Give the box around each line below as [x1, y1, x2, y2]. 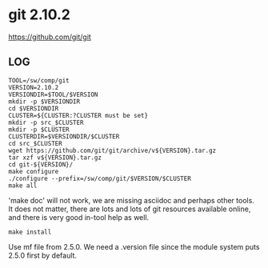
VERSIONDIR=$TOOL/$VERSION [8, 90, 98, 98]
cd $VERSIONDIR [8, 104, 59, 113]
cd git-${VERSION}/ [8, 160, 74, 169]
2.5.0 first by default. [8, 250, 78, 260]
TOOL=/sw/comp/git [8, 76, 70, 85]
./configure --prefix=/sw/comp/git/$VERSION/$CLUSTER [8, 174, 192, 182]
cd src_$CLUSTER [8, 139, 62, 147]
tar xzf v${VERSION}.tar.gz [8, 154, 102, 162]
